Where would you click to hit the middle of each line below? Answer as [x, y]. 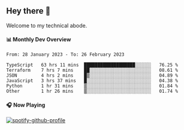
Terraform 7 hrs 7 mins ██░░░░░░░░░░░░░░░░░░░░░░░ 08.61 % [92, 70]
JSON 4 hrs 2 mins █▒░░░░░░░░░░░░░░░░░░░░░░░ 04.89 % [92, 75]
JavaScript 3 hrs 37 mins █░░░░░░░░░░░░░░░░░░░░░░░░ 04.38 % [92, 81]
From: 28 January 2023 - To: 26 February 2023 [65, 55]
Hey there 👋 [28, 11]
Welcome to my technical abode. [47, 25]
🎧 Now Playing [26, 105]
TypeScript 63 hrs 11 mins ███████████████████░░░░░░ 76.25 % [92, 65]
